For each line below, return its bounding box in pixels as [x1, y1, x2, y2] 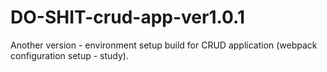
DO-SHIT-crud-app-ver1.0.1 [10, 6, 245, 29]
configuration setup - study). [10, 49, 129, 61]
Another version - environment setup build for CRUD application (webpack [10, 39, 318, 51]
